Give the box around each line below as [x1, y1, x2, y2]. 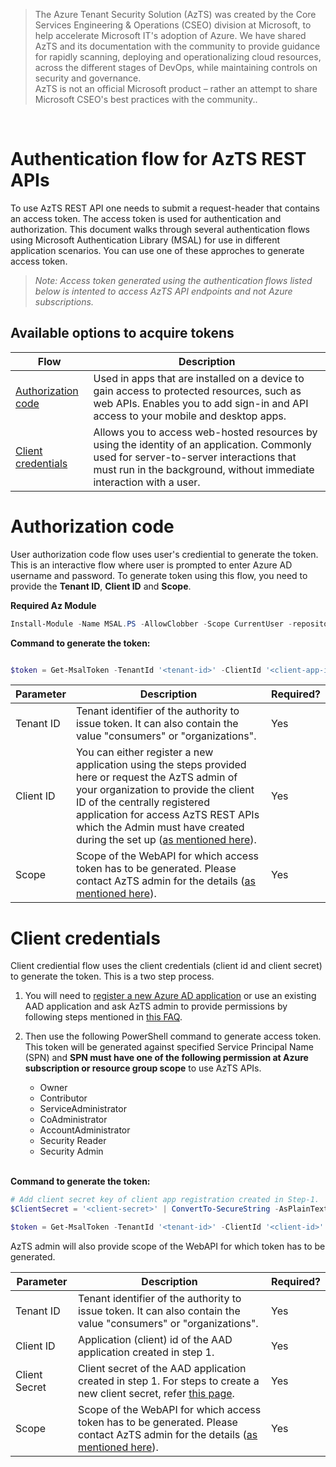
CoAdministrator [39, 1114, 108, 1126]
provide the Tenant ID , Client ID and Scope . [10, 580, 192, 592]
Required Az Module [10, 599, 97, 611]
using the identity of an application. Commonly [93, 437, 312, 451]
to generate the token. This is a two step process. [10, 970, 215, 983]
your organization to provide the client [75, 783, 255, 797]
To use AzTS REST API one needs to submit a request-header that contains [10, 202, 320, 214]
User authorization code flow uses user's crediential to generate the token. [10, 548, 319, 560]
